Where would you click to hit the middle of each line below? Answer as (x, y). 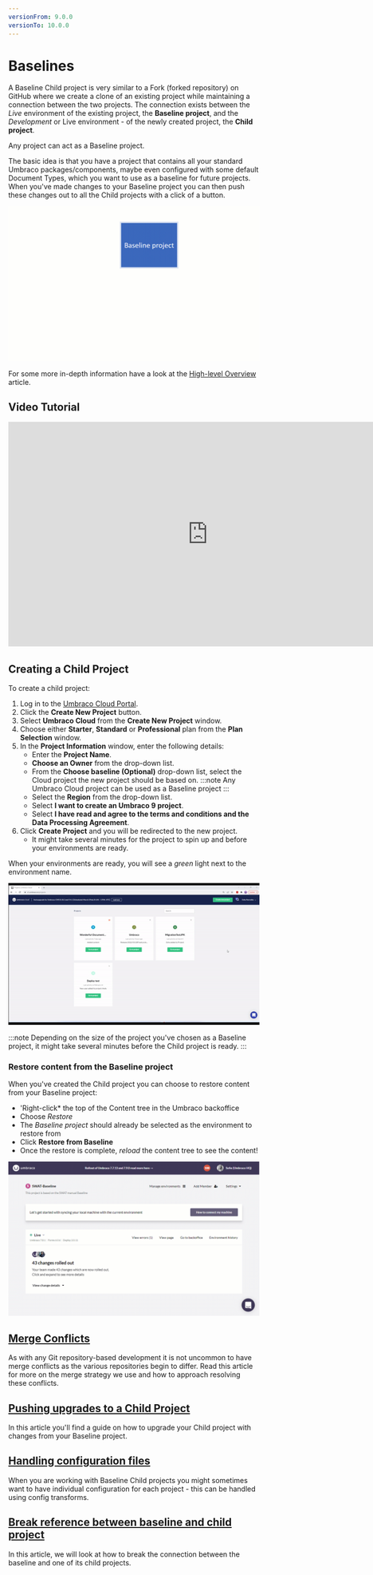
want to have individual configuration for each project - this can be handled (132, 1489)
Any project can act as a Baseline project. (77, 146)
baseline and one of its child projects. (70, 1562)
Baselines (41, 66)
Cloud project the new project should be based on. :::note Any (134, 780)
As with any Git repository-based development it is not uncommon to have (130, 1358)
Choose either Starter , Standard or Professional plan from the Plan (131, 729)
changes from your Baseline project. (68, 1436)
